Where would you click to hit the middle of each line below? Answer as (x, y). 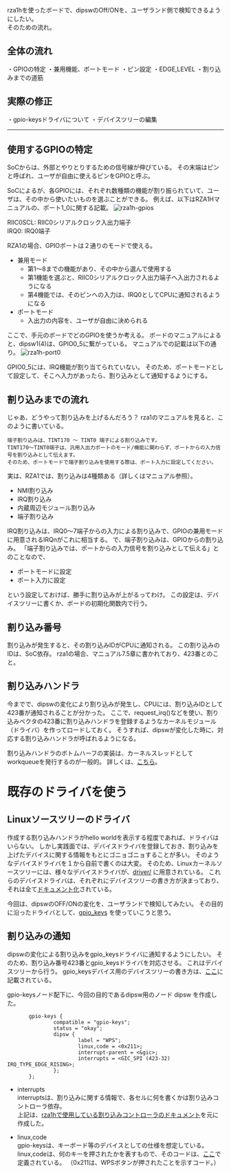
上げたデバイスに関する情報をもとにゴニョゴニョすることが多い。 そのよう (113, 854)
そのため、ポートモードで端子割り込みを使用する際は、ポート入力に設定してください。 (112, 463)
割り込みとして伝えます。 (47, 455)
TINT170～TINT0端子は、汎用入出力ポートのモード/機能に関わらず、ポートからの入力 (111, 448)
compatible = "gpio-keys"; (92, 1022)
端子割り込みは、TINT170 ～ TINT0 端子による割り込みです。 (84, 440)
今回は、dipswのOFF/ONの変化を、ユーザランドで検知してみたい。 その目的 (115, 904)
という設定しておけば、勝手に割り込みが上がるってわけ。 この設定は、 (107, 595)
